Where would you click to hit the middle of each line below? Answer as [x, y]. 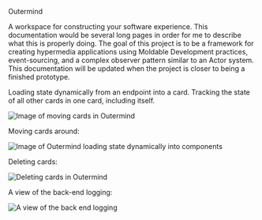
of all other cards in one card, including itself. [82, 101]
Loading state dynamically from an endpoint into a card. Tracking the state [129, 92]
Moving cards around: [44, 131]
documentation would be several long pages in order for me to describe [125, 35]
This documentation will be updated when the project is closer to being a [127, 69]
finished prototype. [39, 77]
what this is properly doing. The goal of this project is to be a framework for [131, 43]
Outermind [26, 11]
